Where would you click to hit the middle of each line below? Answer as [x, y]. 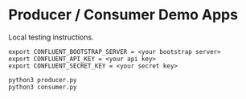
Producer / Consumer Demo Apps [123, 15]
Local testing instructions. [51, 37]
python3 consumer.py [43, 87]
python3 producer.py [43, 80]
